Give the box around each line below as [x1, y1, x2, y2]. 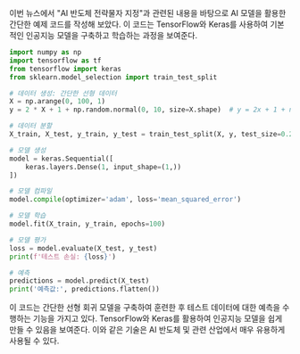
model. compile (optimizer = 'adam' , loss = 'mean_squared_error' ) [9, 195, 242, 204]
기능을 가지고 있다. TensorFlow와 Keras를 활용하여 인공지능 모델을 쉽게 [32, 313, 283, 324]
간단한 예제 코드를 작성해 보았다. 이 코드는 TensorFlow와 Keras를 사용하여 [9, 19, 269, 29]
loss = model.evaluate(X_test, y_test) [9, 243, 158, 252]
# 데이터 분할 [9, 121, 53, 131]
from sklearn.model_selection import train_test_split [9, 72, 218, 82]
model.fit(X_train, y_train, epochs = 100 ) [9, 219, 166, 228]
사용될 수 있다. [9, 335, 60, 346]
